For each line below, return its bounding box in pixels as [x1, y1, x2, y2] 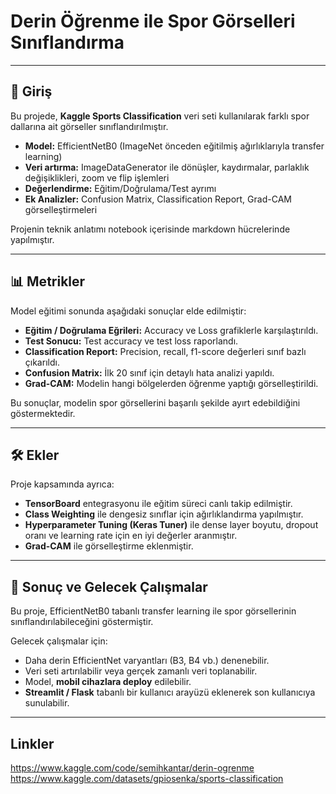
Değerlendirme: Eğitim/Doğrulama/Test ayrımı [24, 182, 217, 194]
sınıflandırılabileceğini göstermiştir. [10, 616, 154, 628]
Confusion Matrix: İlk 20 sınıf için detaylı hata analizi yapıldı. [24, 366, 275, 379]
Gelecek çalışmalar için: [10, 635, 108, 647]
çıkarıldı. [24, 356, 60, 368]
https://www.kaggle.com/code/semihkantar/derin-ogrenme [10, 762, 255, 774]
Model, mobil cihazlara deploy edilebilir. [24, 676, 192, 688]
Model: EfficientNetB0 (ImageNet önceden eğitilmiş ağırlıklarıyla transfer [24, 140, 325, 152]
